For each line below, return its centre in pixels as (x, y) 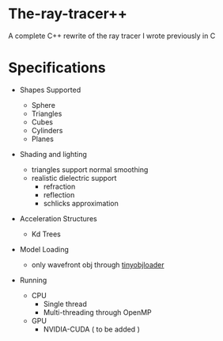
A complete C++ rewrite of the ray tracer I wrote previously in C (112, 36)
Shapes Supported (50, 90)
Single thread (65, 304)
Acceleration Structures (58, 218)
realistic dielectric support (74, 178)
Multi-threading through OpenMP (97, 312)
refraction (59, 186)
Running (33, 280)
